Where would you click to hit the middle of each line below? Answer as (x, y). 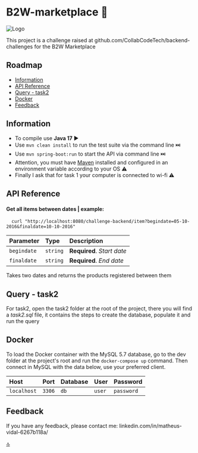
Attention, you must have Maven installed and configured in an (91, 162)
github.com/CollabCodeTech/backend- (142, 40)
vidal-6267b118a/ (27, 432)
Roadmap (24, 65)
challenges (20, 46)
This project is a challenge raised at (50, 40)
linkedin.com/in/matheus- (151, 426)
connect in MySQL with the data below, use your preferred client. (86, 367)
